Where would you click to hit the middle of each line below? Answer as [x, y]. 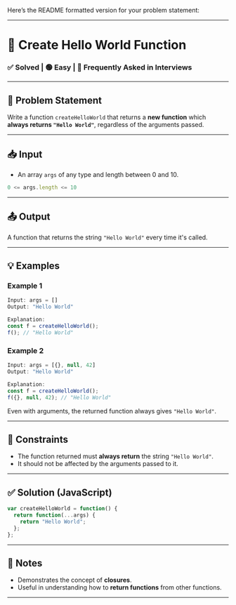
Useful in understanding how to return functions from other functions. [120, 587]
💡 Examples [34, 266]
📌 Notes [25, 563]
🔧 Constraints [38, 439]
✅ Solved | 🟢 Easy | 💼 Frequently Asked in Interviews [100, 67]
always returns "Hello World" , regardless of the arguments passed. [106, 125]
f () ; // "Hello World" [40, 333]
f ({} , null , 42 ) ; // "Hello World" [59, 397]
